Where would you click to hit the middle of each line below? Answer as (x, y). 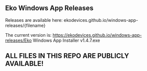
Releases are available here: (34, 20)
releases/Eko (18, 40)
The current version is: (28, 35)
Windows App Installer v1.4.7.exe (67, 40)
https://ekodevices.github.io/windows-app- (97, 35)
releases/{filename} (25, 25)
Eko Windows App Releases (49, 8)
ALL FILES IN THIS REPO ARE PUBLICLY (67, 56)
